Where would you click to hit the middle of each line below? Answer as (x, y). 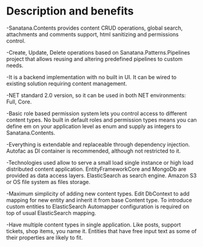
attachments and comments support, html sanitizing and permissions (92, 34)
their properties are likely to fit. (45, 237)
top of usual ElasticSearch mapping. (51, 212)
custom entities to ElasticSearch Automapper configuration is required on (98, 206)
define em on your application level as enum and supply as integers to (94, 126)
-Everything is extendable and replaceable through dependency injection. (98, 144)
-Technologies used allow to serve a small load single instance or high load (100, 162)
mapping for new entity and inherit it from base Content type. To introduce (99, 200)
